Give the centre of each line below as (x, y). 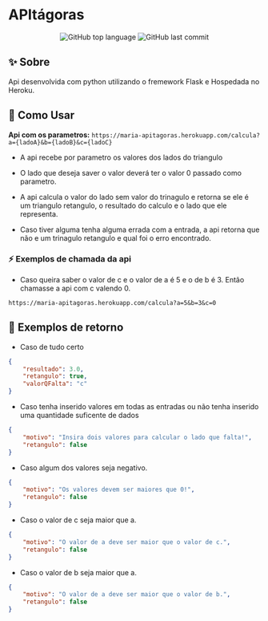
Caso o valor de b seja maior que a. (78, 572)
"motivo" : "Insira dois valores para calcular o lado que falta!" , (137, 437)
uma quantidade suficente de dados (79, 416)
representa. (39, 213)
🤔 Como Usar (42, 115)
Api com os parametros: (49, 135)
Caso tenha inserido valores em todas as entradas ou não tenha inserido (139, 407)
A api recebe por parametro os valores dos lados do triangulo (121, 157)
